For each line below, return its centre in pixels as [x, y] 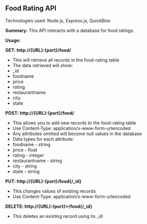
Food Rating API [31, 8]
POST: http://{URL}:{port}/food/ [40, 113]
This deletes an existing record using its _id [58, 216]
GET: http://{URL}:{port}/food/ [38, 50]
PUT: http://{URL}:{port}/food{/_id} [43, 181]
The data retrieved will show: [43, 65]
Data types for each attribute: [43, 139]
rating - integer [28, 155]
